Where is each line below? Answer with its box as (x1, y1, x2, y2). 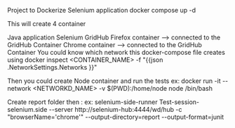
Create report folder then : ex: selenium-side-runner (7, 98, 158, 106)
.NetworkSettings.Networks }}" (7, 63, 98, 71)
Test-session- (159, 98, 200, 106)
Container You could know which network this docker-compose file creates (7, 49, 226, 56)
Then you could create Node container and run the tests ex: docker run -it (7, 77, 221, 85)
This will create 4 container (7, 20, 86, 27)
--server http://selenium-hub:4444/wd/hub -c (48, 105, 182, 113)
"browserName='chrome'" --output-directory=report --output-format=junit (7, 113, 224, 121)
